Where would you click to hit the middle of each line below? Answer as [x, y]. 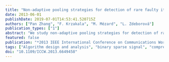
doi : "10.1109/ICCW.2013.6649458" [41, 51]
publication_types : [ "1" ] [32, 28]
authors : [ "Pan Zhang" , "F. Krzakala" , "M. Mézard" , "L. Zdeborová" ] [80, 24]
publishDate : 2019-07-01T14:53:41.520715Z [50, 19]
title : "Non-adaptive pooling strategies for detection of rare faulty [82, 10]
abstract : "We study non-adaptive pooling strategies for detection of [82, 33]
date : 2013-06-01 [23, 14]
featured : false [22, 38]
